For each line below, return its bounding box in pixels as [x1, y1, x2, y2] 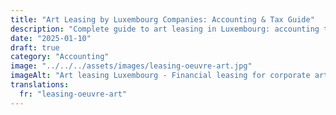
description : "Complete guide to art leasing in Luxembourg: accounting [10, 24, 320, 34]
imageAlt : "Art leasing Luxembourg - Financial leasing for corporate [10, 71, 311, 81]
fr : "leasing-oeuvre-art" [19, 89, 128, 99]
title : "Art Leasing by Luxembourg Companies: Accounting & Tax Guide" [10, 14, 315, 25]
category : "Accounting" [10, 52, 110, 62]
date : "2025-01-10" [10, 33, 92, 43]
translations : [10, 80, 70, 90]
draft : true [10, 42, 60, 53]
